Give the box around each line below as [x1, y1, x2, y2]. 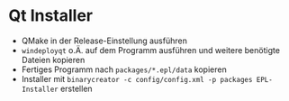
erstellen [60, 83, 93, 94]
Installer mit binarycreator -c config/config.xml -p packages [21, 73, 253, 84]
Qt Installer [8, 5, 94, 26]
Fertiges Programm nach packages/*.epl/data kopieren [21, 64, 227, 75]
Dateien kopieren [21, 54, 86, 65]
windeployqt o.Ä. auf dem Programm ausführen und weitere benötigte [21, 44, 281, 55]
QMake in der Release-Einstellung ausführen [21, 35, 188, 46]
